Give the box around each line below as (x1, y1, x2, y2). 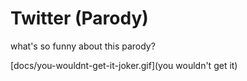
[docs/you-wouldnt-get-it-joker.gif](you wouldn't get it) (10, 59, 238, 71)
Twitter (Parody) (10, 7, 149, 30)
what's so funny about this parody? (10, 40, 156, 52)
